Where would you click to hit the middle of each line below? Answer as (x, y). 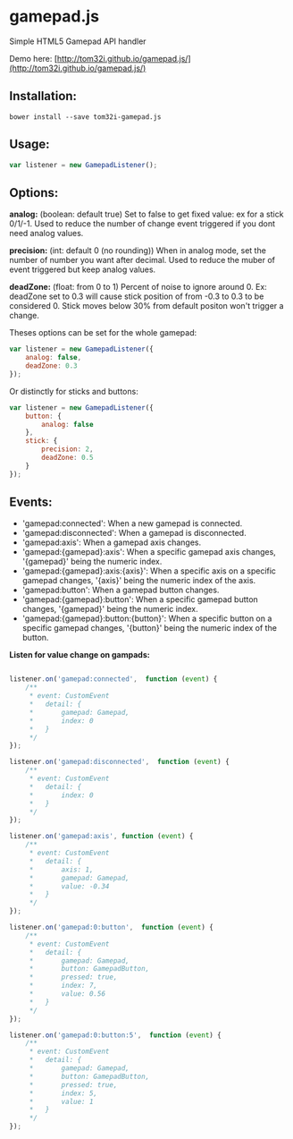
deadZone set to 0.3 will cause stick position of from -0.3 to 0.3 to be (137, 296)
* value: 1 (61, 1101)
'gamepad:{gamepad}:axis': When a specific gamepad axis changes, (149, 552)
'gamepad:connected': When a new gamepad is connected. (132, 523)
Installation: (43, 96)
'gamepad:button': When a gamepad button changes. (121, 590)
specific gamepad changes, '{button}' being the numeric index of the (149, 628)
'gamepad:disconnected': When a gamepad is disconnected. (134, 533)
